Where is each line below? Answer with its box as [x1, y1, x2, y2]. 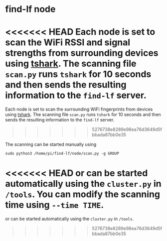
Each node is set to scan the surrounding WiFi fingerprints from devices [5, 106, 153, 113]
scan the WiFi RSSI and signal [5, 37, 131, 48]
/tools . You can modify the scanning [5, 189, 161, 200]
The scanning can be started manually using [5, 141, 97, 147]
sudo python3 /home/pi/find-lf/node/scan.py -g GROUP [5, 151, 120, 156]
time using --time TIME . [5, 199, 104, 211]
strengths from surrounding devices [5, 47, 159, 59]
